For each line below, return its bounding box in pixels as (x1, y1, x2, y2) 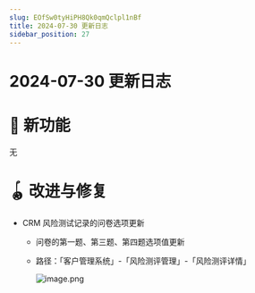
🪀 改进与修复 (9, 180, 107, 201)
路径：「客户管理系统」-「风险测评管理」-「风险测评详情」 (35, 255, 251, 266)
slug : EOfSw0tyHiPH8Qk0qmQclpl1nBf (9, 13, 142, 22)
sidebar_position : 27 (9, 29, 90, 38)
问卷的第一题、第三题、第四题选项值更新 (35, 237, 185, 247)
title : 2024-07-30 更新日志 (9, 21, 109, 30)
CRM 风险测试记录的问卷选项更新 (21, 218, 145, 229)
